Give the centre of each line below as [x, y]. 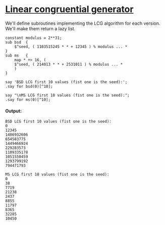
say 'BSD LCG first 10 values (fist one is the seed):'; [66, 82]
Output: [13, 111]
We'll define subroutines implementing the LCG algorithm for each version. [83, 23]
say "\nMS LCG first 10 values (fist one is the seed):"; [67, 95]
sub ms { [17, 55]
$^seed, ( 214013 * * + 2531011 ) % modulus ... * [69, 64]
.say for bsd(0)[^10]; [29, 86]
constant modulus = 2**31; [34, 38]
